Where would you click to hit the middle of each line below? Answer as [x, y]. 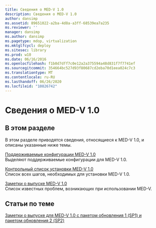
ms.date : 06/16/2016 [26, 59]
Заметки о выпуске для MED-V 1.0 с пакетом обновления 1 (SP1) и [73, 215]
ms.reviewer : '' [21, 28]
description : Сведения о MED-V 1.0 [41, 14]
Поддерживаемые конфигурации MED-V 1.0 [50, 154]
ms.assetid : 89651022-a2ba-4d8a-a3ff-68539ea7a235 [57, 23]
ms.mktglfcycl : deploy [28, 46]
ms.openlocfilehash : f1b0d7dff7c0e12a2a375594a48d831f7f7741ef [70, 64]
